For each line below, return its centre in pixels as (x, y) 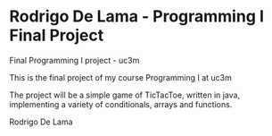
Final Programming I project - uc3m (74, 60)
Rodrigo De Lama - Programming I (137, 17)
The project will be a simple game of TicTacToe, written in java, (125, 95)
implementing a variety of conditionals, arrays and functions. (121, 104)
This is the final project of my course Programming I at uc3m (120, 77)
